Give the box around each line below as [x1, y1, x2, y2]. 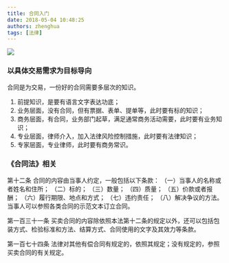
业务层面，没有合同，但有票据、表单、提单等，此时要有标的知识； [17, 106, 204, 114]
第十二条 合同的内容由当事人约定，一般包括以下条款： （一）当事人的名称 [7, 176, 215, 184]
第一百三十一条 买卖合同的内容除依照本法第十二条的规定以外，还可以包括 [7, 216, 214, 225]
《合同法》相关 [7, 159, 57, 169]
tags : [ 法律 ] [7, 29, 43, 36]
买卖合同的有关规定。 [7, 248, 67, 256]
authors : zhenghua [7, 23, 60, 30]
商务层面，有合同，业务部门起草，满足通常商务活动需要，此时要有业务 [17, 115, 217, 123]
